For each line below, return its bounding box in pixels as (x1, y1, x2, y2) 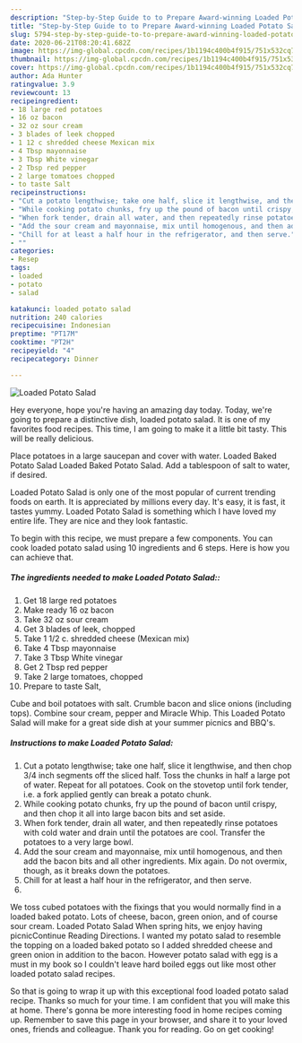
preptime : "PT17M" (10, 329, 79, 339)
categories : (10, 247, 55, 256)
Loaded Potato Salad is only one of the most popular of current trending (10, 486, 276, 498)
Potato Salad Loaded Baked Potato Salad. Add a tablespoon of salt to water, (10, 459, 290, 471)
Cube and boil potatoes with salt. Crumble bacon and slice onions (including (10, 698, 292, 708)
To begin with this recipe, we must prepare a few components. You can (10, 533, 273, 543)
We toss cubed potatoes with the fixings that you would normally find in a (10, 901, 281, 912)
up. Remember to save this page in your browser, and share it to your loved (10, 1014, 288, 1025)
